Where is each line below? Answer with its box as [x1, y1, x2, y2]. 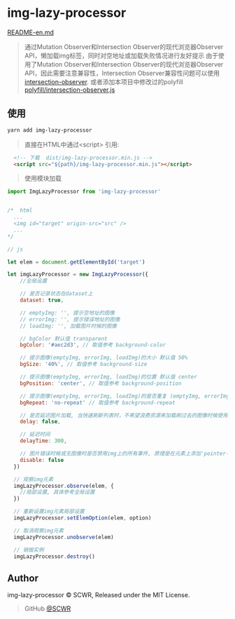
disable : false [20, 456, 64, 463]
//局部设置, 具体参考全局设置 [20, 489, 95, 496]
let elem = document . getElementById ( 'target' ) [7, 258, 145, 266]
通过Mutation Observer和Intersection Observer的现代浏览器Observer [24, 42, 224, 50]
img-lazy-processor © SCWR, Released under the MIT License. [7, 591, 190, 599]
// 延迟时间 [20, 431, 50, 438]
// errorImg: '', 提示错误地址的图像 [20, 315, 120, 323]
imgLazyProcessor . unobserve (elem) [13, 533, 114, 540]
